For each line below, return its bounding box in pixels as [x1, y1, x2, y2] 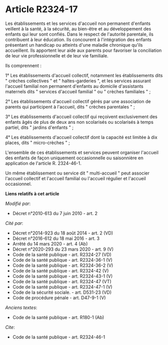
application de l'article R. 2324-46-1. [5, 160, 82, 166]
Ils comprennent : [5, 62, 42, 68]
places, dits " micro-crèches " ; [5, 140, 70, 146]
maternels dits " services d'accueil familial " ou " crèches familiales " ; [5, 88, 151, 94]
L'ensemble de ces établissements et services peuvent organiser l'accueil [5, 149, 159, 155]
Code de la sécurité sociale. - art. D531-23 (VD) [12, 289, 112, 295]
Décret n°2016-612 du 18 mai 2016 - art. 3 [12, 235, 100, 241]
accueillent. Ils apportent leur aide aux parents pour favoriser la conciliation [5, 47, 162, 53]
